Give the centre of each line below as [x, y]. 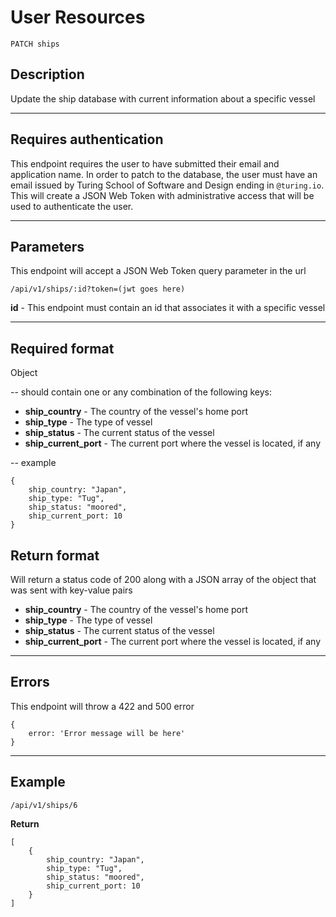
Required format [62, 348]
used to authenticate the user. [72, 206]
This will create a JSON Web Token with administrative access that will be [162, 195]
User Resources [78, 17]
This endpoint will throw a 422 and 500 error [102, 706]
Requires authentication [87, 139]
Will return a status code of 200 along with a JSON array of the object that [163, 579]
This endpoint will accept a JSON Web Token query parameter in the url [158, 271]
